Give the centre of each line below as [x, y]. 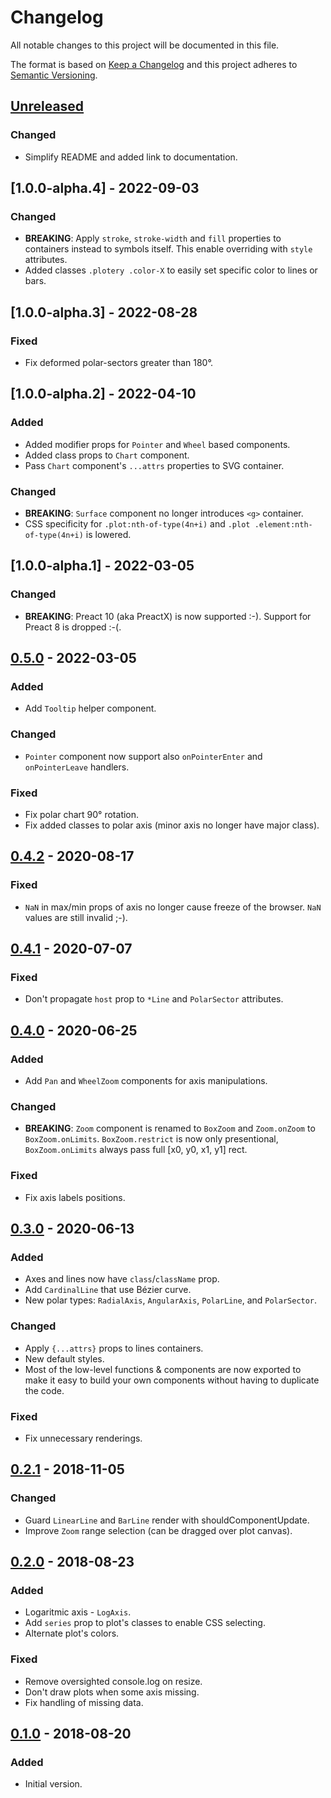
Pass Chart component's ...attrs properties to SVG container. [154, 465]
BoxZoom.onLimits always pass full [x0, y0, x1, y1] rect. [136, 1150]
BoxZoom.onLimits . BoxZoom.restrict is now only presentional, [151, 1139]
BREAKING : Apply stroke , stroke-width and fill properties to [153, 238]
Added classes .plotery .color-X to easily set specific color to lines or [171, 270]
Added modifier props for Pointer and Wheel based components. [157, 444]
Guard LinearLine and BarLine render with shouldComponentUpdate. [167, 1520]
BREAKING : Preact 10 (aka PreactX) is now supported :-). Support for [168, 616]
